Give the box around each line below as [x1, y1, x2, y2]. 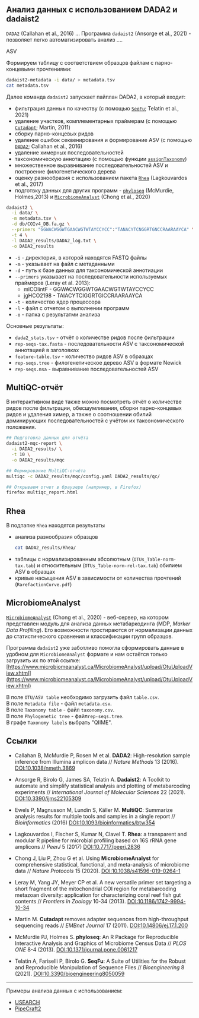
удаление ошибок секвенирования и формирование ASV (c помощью [14, 136, 192, 143]
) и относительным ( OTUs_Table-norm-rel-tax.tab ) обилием [33, 561, 182, 569]
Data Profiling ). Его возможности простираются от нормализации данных [6, 626, 193, 633]
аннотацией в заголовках [14, 346, 79, 353]
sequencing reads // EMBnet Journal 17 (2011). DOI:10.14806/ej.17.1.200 [14, 922, 188, 929]
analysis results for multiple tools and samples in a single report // [14, 812, 176, 820]
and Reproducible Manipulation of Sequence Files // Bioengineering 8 [14, 963, 185, 970]
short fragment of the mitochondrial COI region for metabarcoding [14, 885, 176, 892]
